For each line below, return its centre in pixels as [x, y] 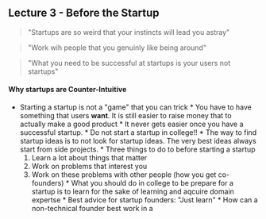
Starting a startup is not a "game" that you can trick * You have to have [135, 107]
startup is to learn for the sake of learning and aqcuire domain [133, 192]
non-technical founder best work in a [92, 209]
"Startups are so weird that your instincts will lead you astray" [129, 32]
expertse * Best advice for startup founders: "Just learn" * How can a [145, 200]
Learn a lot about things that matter [89, 158]
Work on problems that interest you [89, 167]
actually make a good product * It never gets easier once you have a [131, 124]
